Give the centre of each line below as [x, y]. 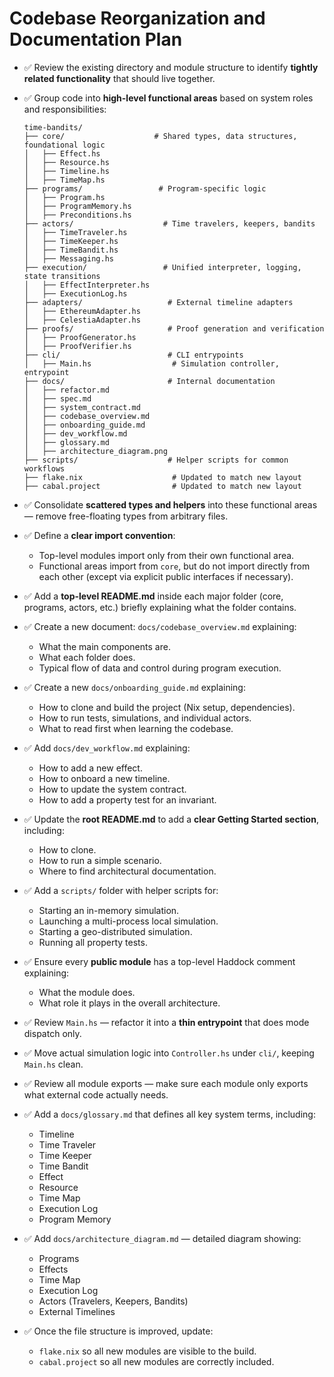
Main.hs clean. [53, 1064]
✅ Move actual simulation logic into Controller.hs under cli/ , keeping [169, 1053]
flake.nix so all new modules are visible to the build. [147, 1351]
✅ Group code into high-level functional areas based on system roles [168, 98]
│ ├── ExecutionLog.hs [75, 293]
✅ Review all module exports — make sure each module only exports [166, 1083]
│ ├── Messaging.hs [68, 258]
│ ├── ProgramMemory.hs [77, 206]
